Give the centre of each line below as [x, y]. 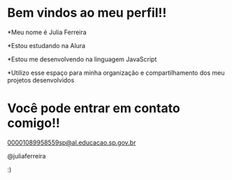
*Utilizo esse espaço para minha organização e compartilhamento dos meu [116, 73]
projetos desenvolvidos [41, 80]
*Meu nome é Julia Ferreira [47, 32]
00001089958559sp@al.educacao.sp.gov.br [72, 142]
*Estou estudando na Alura [46, 45]
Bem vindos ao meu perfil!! [87, 13]
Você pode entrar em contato [94, 108]
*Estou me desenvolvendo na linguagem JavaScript [82, 59]
